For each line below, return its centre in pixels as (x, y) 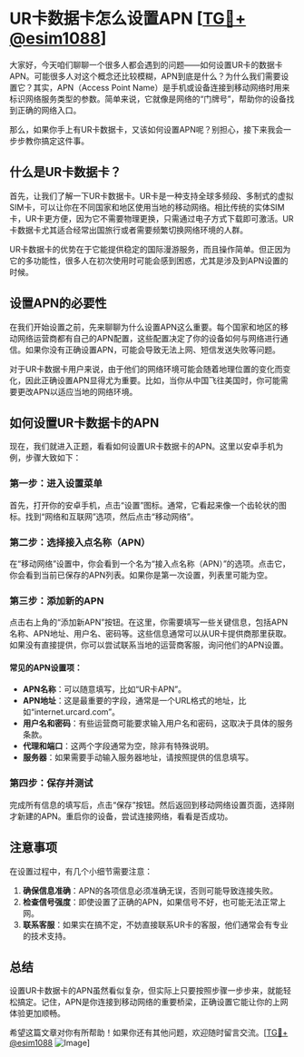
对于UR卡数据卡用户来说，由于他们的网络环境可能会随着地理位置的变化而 (146, 369)
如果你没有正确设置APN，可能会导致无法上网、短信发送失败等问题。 (153, 350)
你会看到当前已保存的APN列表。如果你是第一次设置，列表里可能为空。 (141, 575)
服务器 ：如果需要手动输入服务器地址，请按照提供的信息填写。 (138, 757)
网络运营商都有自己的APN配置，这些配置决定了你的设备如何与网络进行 (149, 338)
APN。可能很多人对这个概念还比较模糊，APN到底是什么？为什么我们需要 (145, 76)
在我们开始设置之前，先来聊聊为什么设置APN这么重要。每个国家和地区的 (145, 327)
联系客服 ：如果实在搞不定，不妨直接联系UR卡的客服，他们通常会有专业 (155, 924)
